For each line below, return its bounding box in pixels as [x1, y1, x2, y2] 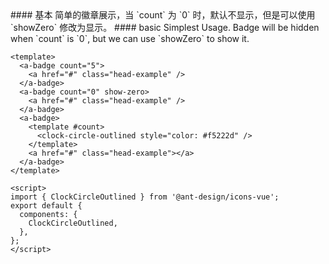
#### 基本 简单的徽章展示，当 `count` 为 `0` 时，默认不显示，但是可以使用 [10, 9, 316, 21]
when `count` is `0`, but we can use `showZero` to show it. [10, 33, 250, 44]
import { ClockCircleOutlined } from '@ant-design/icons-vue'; [10, 192, 280, 202]
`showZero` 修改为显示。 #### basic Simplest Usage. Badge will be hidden [10, 22, 320, 33]
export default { [10, 201, 83, 211]
